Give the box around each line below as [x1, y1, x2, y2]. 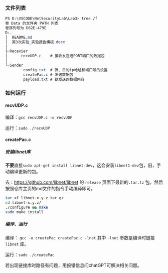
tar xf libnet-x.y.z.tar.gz [5, 196, 64, 201]
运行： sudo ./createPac [5, 251, 55, 257]
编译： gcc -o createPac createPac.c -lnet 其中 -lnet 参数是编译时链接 [5, 234, 155, 240]
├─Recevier [5, 49, 28, 54]
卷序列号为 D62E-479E [5, 26, 47, 31]
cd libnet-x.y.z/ [5, 200, 42, 205]
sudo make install [5, 209, 44, 214]
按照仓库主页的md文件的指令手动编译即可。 [5, 186, 95, 192]
